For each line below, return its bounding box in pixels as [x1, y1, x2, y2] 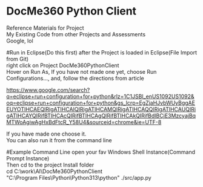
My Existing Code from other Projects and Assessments [6, 30, 146, 38]
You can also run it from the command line [6, 136, 112, 143]
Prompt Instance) [6, 154, 50, 162]
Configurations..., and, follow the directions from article [6, 74, 144, 82]
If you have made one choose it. [6, 130, 87, 137]
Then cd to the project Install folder [6, 161, 95, 168]
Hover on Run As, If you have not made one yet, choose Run [6, 68, 157, 75]
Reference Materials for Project [6, 24, 84, 31]
